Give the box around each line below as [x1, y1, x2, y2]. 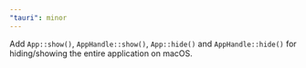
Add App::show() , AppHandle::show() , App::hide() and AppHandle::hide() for [9, 38, 297, 49]
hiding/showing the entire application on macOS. [9, 47, 194, 59]
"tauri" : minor [9, 13, 68, 23]
